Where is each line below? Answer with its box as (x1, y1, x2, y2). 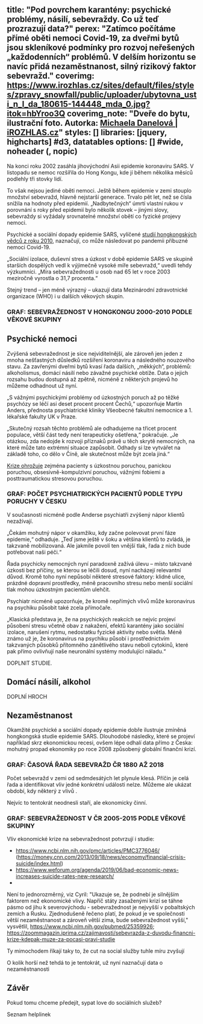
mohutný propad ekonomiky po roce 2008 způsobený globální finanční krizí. (7, 746, 196, 753)
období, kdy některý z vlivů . (7, 787, 78, 795)
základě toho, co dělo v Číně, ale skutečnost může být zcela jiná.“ (7, 450, 170, 458)
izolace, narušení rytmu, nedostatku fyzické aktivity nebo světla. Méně (7, 628, 183, 636)
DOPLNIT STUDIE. (7, 659, 52, 667)
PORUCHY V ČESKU (7, 498, 67, 506)
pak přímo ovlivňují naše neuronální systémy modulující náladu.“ (7, 647, 166, 654)
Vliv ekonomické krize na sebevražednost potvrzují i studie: (7, 836, 155, 843)
